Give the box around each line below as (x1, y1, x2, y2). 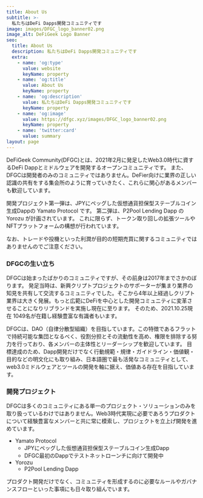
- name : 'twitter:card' (17, 128, 78, 134)
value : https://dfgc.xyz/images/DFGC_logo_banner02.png (22, 116, 167, 122)
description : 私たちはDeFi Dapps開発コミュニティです (12, 49, 138, 55)
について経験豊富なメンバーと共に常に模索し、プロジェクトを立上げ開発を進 (6, 417, 198, 425)
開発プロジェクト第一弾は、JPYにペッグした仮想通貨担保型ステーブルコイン (6, 199, 197, 206)
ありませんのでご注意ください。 (6, 242, 86, 250)
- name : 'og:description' (17, 94, 83, 100)
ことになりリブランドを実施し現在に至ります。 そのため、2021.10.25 (16, 305, 188, 312)
